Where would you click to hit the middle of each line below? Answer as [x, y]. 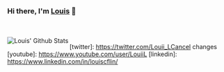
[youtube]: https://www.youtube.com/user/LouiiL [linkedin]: [92, 54]
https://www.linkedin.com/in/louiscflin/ [63, 62]
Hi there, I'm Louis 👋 [42, 11]
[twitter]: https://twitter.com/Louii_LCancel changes [143, 47]
